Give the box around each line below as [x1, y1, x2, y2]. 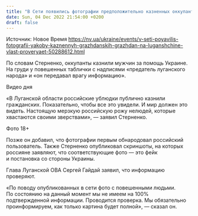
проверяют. [6, 173, 36, 180]
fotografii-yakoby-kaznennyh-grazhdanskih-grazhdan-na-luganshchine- [6, 42, 183, 49]
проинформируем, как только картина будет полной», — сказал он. [6, 203, 177, 210]
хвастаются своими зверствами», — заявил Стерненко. [6, 114, 147, 121]
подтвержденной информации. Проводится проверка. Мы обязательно [6, 197, 187, 204]
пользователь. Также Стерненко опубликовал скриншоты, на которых [6, 142, 184, 150]
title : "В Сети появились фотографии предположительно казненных [6, 8, 170, 15]
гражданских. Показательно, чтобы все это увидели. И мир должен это [6, 101, 188, 108]
